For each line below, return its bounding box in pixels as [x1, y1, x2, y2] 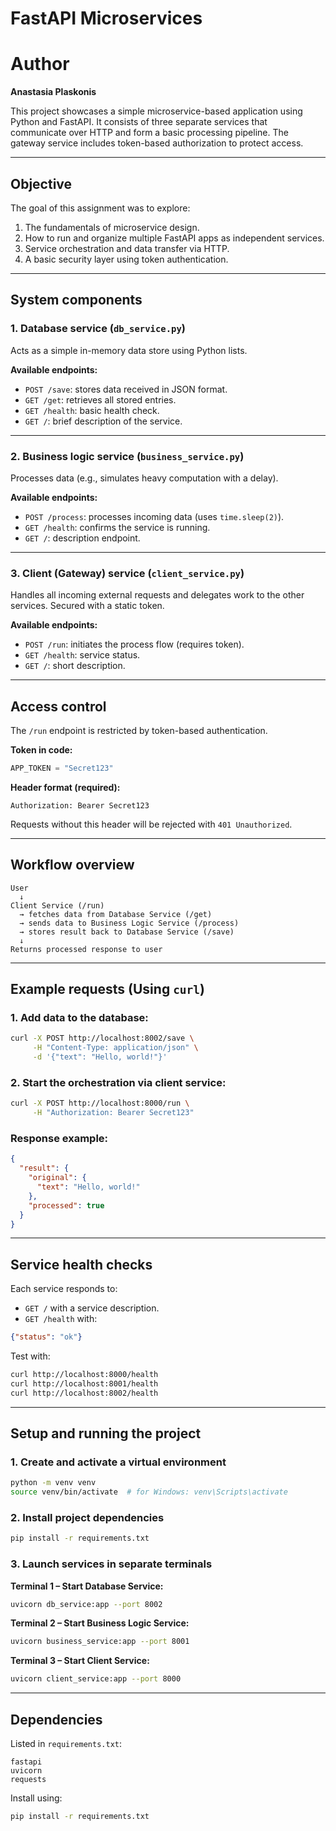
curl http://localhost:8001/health [10, 1378, 159, 1389]
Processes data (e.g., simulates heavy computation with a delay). [10, 472, 279, 484]
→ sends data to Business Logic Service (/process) [19, 918, 240, 928]
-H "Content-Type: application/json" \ [32, 1043, 199, 1053]
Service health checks [10, 1256, 153, 1273]
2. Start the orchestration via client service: [10, 1075, 227, 1089]
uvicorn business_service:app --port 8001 [10, 1637, 190, 1647]
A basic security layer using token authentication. [24, 253, 229, 265]
